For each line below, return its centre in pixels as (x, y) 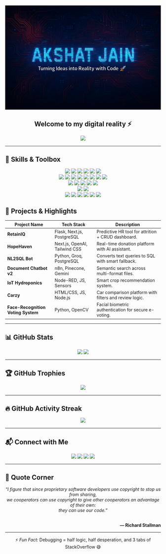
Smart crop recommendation (126, 280)
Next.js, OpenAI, (71, 244)
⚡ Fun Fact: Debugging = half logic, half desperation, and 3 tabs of (83, 540)
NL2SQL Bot (20, 258)
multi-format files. (115, 273)
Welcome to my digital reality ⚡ (83, 124)
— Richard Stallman (140, 525)
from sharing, (83, 494)
